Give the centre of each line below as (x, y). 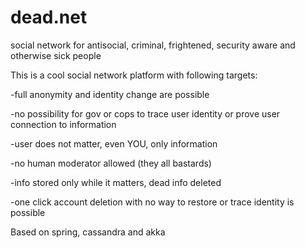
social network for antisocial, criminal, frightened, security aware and (153, 45)
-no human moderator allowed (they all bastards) (111, 163)
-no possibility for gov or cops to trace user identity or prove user (145, 113)
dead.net (49, 17)
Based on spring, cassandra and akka (88, 232)
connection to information (63, 124)
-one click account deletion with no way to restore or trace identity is (152, 202)
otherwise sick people (56, 55)
